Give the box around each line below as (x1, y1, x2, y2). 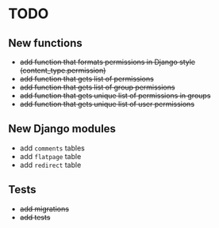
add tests (19, 212, 51, 222)
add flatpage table (19, 151, 82, 161)
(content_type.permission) (19, 66, 106, 75)
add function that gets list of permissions (19, 74, 155, 83)
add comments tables (19, 143, 85, 153)
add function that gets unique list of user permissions (19, 100, 195, 108)
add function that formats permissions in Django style (19, 57, 196, 66)
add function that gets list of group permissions (19, 82, 175, 92)
